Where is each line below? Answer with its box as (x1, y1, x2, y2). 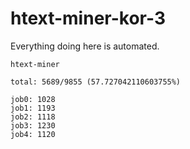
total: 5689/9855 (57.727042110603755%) (10, 77, 182, 87)
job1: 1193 (10, 103, 56, 113)
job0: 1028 (10, 94, 56, 104)
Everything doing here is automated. (10, 40, 160, 52)
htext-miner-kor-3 (10, 7, 166, 30)
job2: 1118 (10, 112, 56, 122)
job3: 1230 (10, 120, 56, 131)
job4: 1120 (10, 129, 56, 139)
